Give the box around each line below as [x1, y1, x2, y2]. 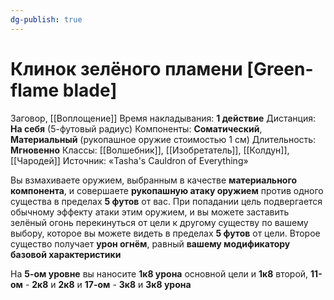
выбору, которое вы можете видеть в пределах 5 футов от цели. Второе [10, 227, 321, 239]
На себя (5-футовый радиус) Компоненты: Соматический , [10, 122, 263, 135]
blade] [62, 79, 118, 101]
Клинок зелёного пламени [10, 57, 243, 80]
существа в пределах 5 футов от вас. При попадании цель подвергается [10, 195, 323, 207]
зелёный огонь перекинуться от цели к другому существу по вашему [10, 216, 309, 228]
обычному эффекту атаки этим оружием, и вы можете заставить [10, 206, 290, 218]
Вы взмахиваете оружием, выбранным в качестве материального [10, 174, 297, 186]
